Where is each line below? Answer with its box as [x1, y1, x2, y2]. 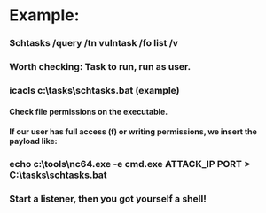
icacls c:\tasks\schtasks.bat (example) [9, 84, 180, 96]
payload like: [9, 136, 58, 147]
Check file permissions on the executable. [9, 106, 168, 117]
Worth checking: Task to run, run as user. [9, 61, 192, 73]
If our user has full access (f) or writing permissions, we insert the [9, 126, 257, 137]
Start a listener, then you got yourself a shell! [9, 192, 207, 204]
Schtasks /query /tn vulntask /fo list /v [9, 37, 179, 49]
